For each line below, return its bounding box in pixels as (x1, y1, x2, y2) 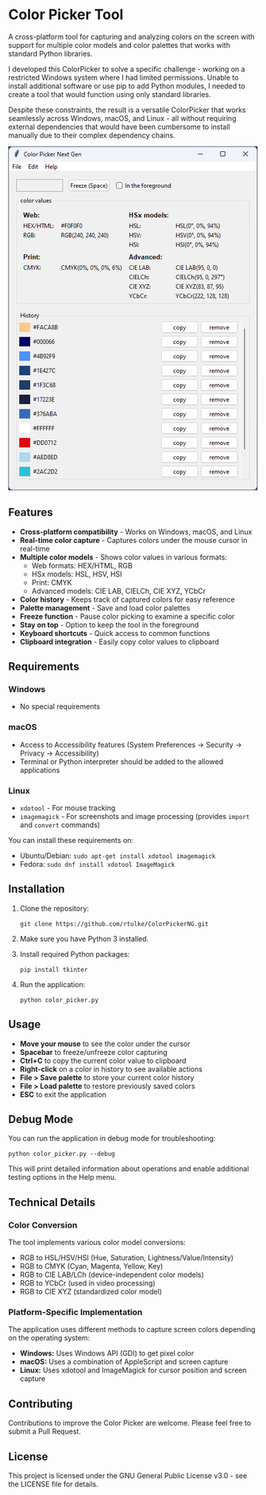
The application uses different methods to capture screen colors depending (8, 1325, 256, 1334)
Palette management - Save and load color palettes (19, 603, 191, 612)
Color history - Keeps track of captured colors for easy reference (19, 595, 236, 604)
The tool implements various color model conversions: (8, 1238, 187, 1247)
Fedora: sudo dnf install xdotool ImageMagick (19, 860, 175, 869)
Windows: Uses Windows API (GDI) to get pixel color (19, 1349, 195, 1358)
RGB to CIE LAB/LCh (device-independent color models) (19, 1270, 205, 1279)
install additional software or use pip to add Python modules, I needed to (8, 81, 246, 91)
